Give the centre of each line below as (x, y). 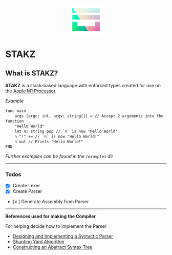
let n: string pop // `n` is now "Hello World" (66, 131)
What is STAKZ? (32, 73)
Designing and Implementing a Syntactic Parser (63, 236)
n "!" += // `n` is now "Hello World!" (57, 136)
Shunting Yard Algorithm (39, 242)
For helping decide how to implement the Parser (56, 226)
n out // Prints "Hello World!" (49, 142)
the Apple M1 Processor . (31, 91)
